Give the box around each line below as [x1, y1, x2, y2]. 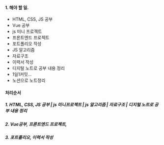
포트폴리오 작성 [12, 41, 42, 47]
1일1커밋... [12, 72, 32, 77]
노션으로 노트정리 [12, 77, 46, 83]
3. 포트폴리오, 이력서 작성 [5, 135, 53, 141]
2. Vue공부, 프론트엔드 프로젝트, [5, 121, 67, 127]
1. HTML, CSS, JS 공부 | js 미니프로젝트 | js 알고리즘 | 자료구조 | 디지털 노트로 [5, 102, 154, 108]
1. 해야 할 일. [5, 4, 29, 10]
